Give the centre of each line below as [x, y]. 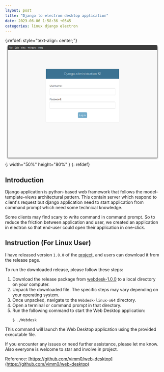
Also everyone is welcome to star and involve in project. [62, 349]
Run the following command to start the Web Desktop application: [79, 310]
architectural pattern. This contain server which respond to [97, 197]
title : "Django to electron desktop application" [57, 15]
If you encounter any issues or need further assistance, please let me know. [82, 344]
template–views [21, 197]
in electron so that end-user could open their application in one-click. [75, 227]
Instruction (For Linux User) [48, 243]
